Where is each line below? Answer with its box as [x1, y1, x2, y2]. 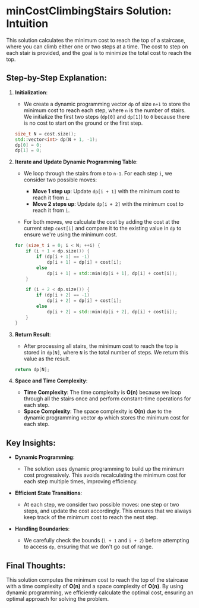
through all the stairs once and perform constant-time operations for [23, 395, 191, 402]
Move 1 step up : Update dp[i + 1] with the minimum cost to [32, 188, 180, 195]
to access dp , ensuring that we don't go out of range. [23, 543, 153, 550]
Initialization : [14, 88, 48, 96]
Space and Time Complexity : [14, 377, 88, 384]
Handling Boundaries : [14, 525, 70, 532]
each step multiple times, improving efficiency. [23, 478, 138, 485]
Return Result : [14, 331, 51, 338]
